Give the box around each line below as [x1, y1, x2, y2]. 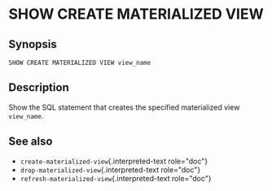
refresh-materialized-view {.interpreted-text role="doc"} [20, 173, 212, 183]
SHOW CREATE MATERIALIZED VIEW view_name [8, 59, 151, 67]
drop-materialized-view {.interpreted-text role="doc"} [20, 164, 201, 175]
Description [8, 80, 69, 94]
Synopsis [8, 37, 57, 51]
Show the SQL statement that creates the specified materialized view [8, 102, 240, 112]
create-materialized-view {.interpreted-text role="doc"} [20, 156, 208, 166]
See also [8, 135, 53, 149]
